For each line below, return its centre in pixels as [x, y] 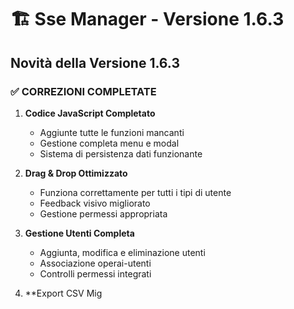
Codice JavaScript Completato [90, 113]
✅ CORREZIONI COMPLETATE [83, 91]
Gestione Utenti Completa [79, 233]
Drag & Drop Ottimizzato [76, 173]
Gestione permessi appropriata [103, 213]
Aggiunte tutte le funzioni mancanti [112, 132]
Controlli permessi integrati [95, 273]
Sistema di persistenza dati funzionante [121, 153]
